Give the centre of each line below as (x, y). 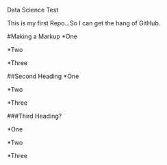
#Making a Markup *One (42, 36)
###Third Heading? (35, 116)
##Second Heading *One (43, 76)
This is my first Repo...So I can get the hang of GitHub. (84, 23)
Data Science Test (33, 10)
